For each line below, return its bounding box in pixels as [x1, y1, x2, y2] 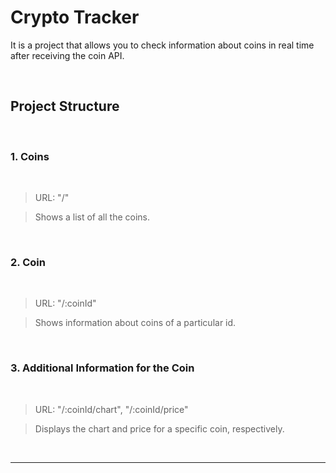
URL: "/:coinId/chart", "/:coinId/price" [34, 403, 189, 415]
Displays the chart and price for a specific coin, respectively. [34, 422, 285, 435]
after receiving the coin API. [10, 49, 125, 61]
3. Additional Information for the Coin [10, 361, 195, 375]
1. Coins [10, 149, 50, 163]
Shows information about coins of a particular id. [34, 317, 237, 329]
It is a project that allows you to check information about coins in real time [10, 39, 315, 51]
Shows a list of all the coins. [34, 211, 150, 223]
